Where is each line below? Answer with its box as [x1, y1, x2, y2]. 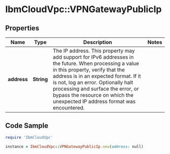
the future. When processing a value [53, 60, 139, 67]
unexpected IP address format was [53, 98, 136, 105]
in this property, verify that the [53, 66, 125, 73]
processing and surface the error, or [53, 85, 139, 92]
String [32, 76, 48, 83]
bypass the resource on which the [53, 92, 134, 98]
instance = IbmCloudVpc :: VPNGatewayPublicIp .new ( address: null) [5, 144, 144, 149]
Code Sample [5, 122, 49, 130]
